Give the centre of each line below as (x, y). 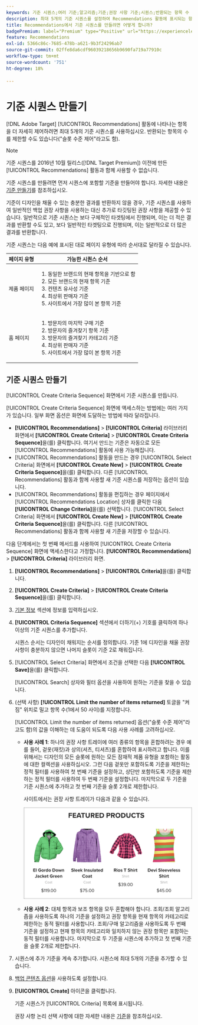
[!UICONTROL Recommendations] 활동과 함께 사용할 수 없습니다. (82, 170)
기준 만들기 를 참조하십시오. (37, 190)
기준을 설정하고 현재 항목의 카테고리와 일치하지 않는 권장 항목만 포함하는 (106, 931)
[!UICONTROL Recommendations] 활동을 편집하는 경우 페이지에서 (92, 494)
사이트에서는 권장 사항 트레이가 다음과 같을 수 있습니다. (86, 799)
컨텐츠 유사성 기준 (68, 289)
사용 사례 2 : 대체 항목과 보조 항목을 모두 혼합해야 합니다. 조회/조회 (99, 909)
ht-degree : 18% (25, 69)
